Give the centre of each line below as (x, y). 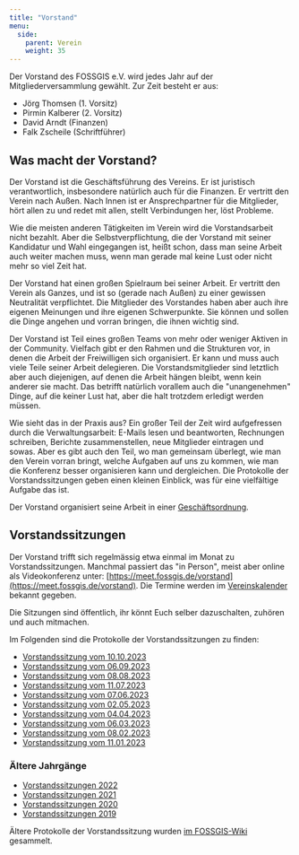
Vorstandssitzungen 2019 (69, 814)
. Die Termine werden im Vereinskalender (212, 585)
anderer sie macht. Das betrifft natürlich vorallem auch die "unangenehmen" (150, 386)
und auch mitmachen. (49, 622)
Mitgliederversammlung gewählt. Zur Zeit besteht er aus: (114, 86)
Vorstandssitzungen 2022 (70, 785)
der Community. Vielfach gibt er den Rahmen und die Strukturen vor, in (140, 348)
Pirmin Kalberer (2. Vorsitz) (72, 113)
